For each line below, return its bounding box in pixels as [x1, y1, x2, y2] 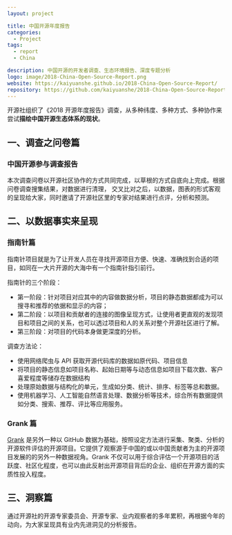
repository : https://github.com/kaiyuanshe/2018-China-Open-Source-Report [7, 86, 227, 93]
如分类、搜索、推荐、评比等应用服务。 [17, 399, 126, 407]
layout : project [7, 10, 54, 17]
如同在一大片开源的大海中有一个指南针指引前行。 [19, 263, 159, 272]
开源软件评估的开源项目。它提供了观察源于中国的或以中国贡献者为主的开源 [7, 444, 219, 452]
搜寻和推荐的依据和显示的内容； [17, 301, 108, 310]
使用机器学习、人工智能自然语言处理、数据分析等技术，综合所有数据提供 [17, 391, 223, 399]
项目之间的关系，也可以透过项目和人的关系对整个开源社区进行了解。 [29, 319, 223, 327]
